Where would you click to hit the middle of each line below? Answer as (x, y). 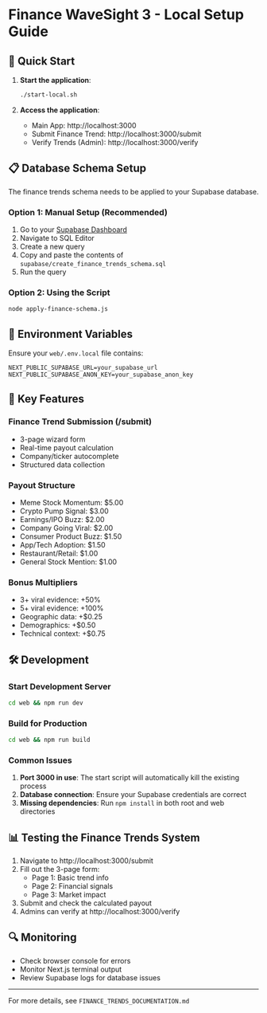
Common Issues (41, 760)
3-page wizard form (52, 439)
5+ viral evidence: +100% (62, 608)
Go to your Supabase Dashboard (73, 230)
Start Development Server (60, 686)
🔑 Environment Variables (71, 334)
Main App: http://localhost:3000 (84, 125)
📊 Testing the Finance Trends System (104, 837)
